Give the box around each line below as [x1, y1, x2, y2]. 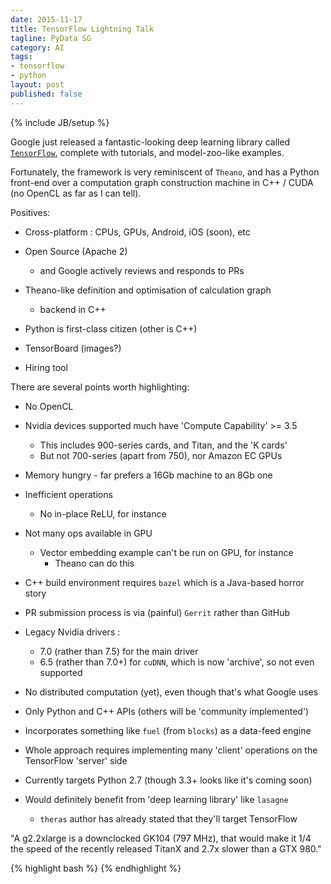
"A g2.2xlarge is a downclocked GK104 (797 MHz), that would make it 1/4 [10, 832, 312, 844]
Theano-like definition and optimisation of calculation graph [24, 284, 272, 296]
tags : [10, 52, 33, 62]
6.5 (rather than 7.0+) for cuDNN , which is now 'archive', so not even [39, 656, 315, 668]
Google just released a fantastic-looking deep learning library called [10, 136, 291, 148]
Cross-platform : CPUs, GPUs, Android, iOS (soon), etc [24, 226, 251, 238]
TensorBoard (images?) [24, 342, 122, 354]
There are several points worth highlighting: [10, 381, 190, 393]
